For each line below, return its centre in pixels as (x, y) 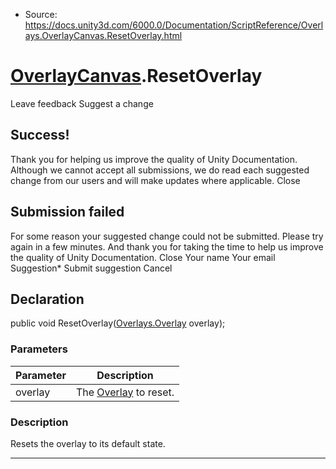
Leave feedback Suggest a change (82, 103)
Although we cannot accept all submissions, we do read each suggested (160, 170)
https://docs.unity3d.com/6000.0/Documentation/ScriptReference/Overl (174, 25)
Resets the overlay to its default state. (88, 443)
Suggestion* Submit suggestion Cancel (91, 268)
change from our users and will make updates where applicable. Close (155, 180)
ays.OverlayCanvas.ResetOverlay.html (103, 35)
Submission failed (67, 212)
